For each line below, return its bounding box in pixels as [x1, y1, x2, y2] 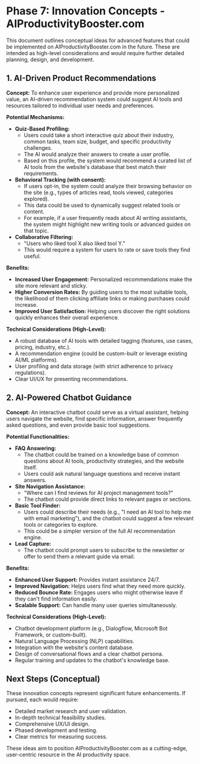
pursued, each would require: [6, 696, 79, 703]
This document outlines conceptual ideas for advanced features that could [6, 37, 190, 44]
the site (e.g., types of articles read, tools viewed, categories [23, 189, 173, 196]
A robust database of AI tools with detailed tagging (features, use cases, [14, 337, 193, 344]
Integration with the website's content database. [14, 644, 134, 651]
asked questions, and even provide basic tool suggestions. [6, 421, 151, 428]
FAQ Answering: [14, 445, 57, 452]
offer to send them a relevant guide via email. [23, 552, 136, 560]
